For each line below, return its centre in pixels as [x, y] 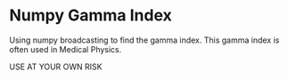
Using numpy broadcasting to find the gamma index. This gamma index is [144, 40]
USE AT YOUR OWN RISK [56, 67]
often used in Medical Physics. [66, 49]
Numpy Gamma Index [91, 16]
